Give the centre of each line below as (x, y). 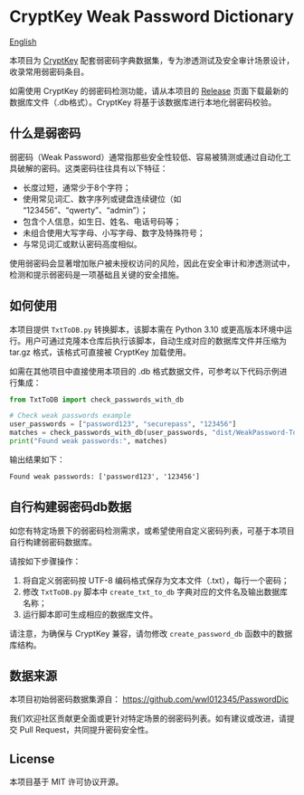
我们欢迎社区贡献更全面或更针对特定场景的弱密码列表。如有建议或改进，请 (148, 719)
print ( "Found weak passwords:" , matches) (89, 441)
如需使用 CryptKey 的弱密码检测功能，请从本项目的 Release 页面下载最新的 (149, 90)
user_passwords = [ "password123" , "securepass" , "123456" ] (123, 424)
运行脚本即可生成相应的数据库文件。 (90, 614)
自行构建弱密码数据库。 (53, 542)
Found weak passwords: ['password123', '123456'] (105, 477)
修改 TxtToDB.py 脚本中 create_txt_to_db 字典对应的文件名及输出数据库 (155, 592)
